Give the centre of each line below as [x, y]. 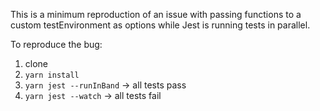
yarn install [52, 75]
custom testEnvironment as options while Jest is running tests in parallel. [160, 25]
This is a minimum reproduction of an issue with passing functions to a [156, 14]
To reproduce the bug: [56, 44]
